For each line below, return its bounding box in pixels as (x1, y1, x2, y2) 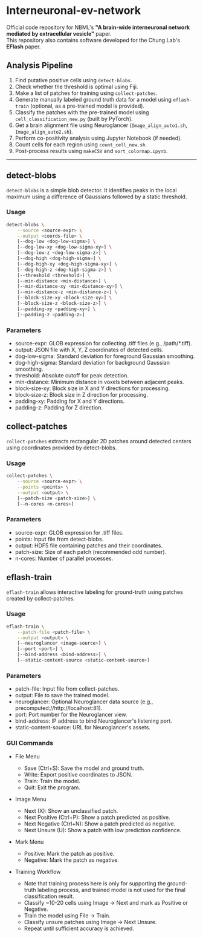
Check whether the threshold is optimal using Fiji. (14, 83, 138, 90)
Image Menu (14, 795, 47, 803)
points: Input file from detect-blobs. (14, 535, 104, 542)
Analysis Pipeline (6, 60, 73, 71)
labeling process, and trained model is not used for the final (37, 886, 186, 893)
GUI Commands (6, 739, 53, 747)
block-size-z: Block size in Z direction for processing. (14, 391, 148, 399)
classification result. (24, 893, 74, 900)
